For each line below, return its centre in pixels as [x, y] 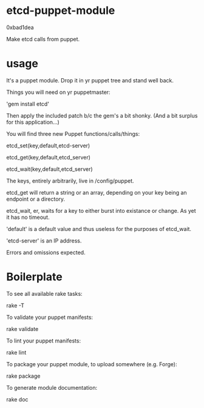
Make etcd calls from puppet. [43, 39]
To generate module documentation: [52, 387]
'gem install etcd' [28, 104]
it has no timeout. [28, 217]
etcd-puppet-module [61, 11]
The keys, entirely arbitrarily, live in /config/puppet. [70, 181]
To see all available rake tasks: [45, 293]
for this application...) [33, 122]
